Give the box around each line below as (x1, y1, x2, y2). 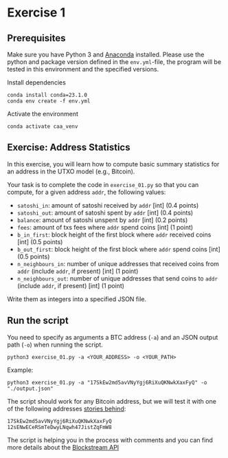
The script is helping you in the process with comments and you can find (7, 435, 213, 444)
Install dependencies (7, 78, 67, 87)
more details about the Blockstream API (7, 443, 119, 451)
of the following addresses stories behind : (7, 404, 126, 413)
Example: (7, 366, 34, 374)
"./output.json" (7, 385, 54, 392)
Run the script (7, 315, 69, 327)
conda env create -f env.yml (7, 98, 91, 105)
